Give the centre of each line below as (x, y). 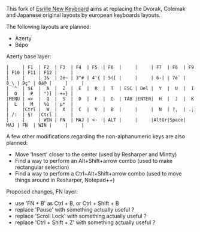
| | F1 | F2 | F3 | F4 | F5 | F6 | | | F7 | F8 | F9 (100, 67)
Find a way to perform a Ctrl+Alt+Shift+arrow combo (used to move (98, 173)
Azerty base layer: (29, 56)
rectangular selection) (42, 167)
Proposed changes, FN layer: (42, 191)
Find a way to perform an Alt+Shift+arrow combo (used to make (93, 161)
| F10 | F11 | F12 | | (40, 73)
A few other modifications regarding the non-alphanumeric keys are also (96, 136)
